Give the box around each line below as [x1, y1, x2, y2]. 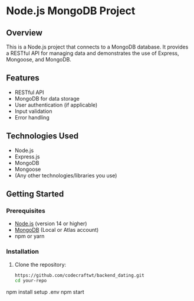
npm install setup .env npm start [6, 289, 84, 296]
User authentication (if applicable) [14, 101, 98, 108]
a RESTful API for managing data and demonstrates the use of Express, [6, 50, 179, 57]
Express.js [14, 153, 40, 160]
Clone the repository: [14, 261, 67, 268]
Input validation [14, 108, 52, 115]
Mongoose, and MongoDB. [6, 56, 72, 63]
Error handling [14, 114, 50, 121]
